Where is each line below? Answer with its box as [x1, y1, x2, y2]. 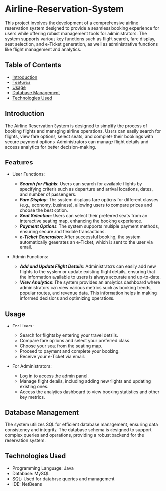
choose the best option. [19, 207, 68, 213]
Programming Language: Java [12, 465, 74, 471]
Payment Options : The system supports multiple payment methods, [19, 223, 160, 229]
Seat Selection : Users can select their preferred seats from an [19, 213, 148, 219]
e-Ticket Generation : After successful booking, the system [19, 234, 141, 240]
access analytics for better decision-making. [5, 144, 97, 150]
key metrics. [19, 394, 45, 400]
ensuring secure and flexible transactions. [19, 229, 106, 235]
